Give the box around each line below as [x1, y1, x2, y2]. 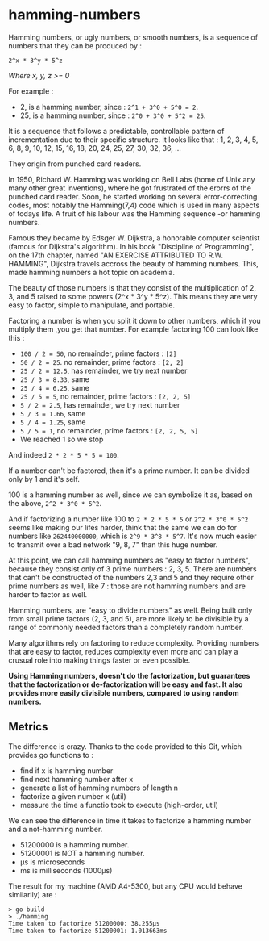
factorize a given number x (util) [19, 791, 126, 801]
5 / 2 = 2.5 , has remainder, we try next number [19, 399, 180, 409]
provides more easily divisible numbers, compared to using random [8, 688, 239, 697]
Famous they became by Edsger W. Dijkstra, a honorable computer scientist [8, 232, 260, 243]
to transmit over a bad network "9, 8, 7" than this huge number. [8, 539, 218, 550]
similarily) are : [8, 889, 57, 899]
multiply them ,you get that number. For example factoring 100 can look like [8, 324, 259, 334]
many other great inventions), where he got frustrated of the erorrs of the [8, 183, 252, 193]
